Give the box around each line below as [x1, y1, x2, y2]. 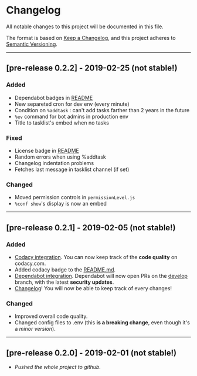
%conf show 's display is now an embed [14, 200, 107, 207]
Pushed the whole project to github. [14, 364, 101, 371]
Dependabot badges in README [14, 94, 93, 101]
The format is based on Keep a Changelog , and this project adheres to [6, 34, 176, 41]
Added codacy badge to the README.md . [14, 266, 116, 273]
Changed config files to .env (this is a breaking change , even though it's [14, 319, 191, 326]
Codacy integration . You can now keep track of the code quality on [14, 253, 178, 260]
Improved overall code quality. [14, 313, 88, 320]
